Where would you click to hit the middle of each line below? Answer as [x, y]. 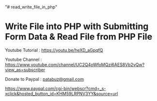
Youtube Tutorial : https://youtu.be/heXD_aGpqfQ [54, 50]
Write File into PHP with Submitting [77, 27]
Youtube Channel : [24, 59]
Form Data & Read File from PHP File [79, 37]
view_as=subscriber [25, 70]
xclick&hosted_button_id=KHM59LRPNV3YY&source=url [62, 93]
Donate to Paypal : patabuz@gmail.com [44, 79]
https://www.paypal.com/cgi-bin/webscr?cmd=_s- [55, 88]
